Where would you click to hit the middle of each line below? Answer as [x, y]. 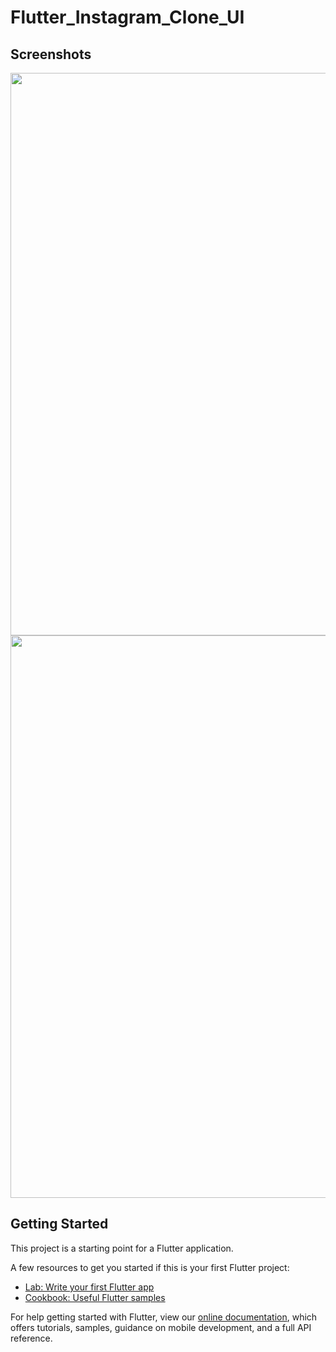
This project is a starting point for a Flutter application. [122, 1248]
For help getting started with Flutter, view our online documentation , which [164, 1317]
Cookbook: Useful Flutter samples [95, 1297]
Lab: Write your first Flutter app [89, 1287]
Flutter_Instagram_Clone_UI [127, 17]
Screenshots [51, 54]
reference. [31, 1338]
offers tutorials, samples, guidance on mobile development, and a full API [161, 1327]
